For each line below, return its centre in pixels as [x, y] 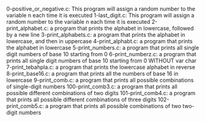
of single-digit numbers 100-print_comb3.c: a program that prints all [92, 87]
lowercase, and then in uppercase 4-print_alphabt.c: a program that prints [99, 41]
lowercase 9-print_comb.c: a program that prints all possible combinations [100, 80]
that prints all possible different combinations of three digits [82, 99]
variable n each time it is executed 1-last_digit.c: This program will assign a [100, 15]
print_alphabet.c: [28, 28]
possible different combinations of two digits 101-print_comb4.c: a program [101, 93]
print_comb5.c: [25, 106]
